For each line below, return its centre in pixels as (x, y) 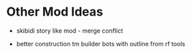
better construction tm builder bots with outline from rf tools (101, 43)
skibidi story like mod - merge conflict (70, 31)
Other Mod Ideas (55, 12)
